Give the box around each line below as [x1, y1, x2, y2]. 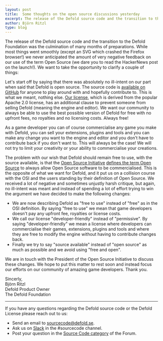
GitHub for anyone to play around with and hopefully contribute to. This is [5, 90, 152, 95]
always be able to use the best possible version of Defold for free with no [5, 110, 151, 116]
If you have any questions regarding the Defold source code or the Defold [5, 305, 152, 311]
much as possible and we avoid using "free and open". [12, 247, 121, 253]
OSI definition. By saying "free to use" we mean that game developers [12, 205, 152, 212]
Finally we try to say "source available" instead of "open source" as [12, 242, 147, 248]
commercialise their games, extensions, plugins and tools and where [12, 226, 149, 232]
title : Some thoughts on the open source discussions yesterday [5, 12, 140, 17]
